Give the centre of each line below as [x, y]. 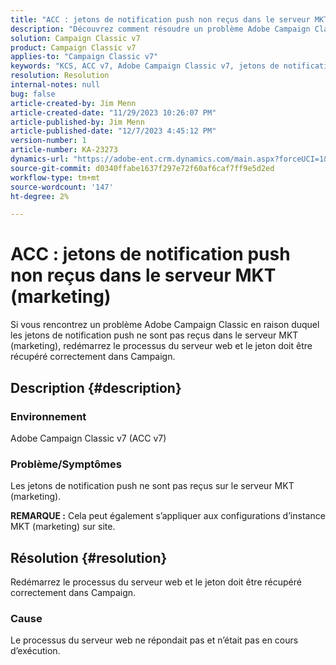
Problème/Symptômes [66, 464]
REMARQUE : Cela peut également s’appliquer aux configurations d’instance [168, 516]
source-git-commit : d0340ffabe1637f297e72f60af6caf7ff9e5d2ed [142, 168]
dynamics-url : [40, 159]
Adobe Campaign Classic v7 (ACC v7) [88, 438]
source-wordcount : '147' [62, 187]
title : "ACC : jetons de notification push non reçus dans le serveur [160, 19]
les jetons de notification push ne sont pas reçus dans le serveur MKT [154, 335]
